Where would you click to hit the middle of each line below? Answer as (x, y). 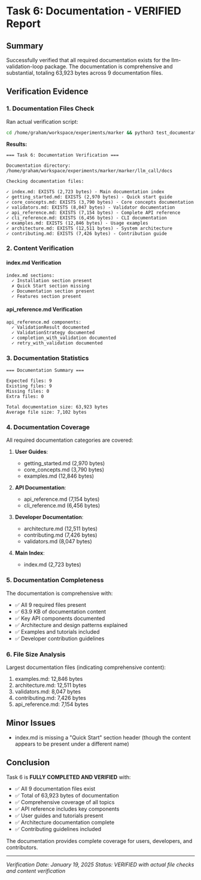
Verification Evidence (47, 92)
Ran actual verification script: (42, 121)
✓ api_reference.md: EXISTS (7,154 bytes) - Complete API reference (93, 213)
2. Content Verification (40, 248)
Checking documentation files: (45, 181)
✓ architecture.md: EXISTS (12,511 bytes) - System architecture (89, 228)
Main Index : (30, 553)
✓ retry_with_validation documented (57, 343)
